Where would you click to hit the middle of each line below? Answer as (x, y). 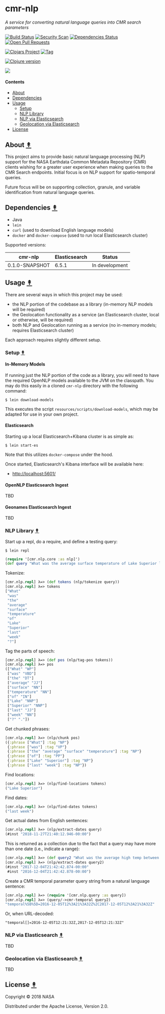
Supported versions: (26, 245)
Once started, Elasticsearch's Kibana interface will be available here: (74, 464)
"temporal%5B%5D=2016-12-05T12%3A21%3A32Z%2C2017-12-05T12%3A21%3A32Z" (80, 904)
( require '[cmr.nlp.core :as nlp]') (42, 559)
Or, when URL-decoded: (29, 914)
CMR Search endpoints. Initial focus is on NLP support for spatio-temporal (80, 172)
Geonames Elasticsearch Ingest (38, 507)
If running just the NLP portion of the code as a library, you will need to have (82, 375)
